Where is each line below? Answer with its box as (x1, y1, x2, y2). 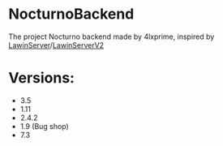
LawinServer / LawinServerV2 (8, 40, 104, 49)
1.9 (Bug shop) (19, 121, 69, 131)
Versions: (8, 69, 75, 88)
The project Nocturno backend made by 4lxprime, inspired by (8, 32, 215, 41)
